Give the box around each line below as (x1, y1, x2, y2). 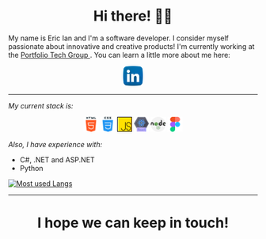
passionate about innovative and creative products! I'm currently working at (8, 41, 255, 51)
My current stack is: (8, 101, 74, 110)
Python (19, 163, 44, 173)
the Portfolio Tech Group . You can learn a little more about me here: (8, 50, 231, 59)
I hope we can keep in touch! (36, 214, 230, 232)
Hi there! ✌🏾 (93, 7, 173, 25)
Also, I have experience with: (8, 139, 103, 149)
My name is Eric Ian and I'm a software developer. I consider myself (8, 33, 230, 43)
